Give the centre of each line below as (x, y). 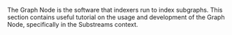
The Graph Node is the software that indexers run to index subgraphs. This (115, 10)
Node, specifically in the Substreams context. (73, 24)
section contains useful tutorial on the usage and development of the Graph (116, 17)
